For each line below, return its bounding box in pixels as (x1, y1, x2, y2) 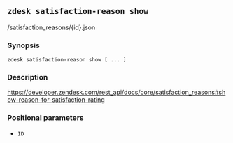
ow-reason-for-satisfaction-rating (7, 96, 105, 104)
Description (7, 73, 48, 82)
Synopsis (7, 40, 40, 50)
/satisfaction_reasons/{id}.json (7, 23, 96, 31)
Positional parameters (7, 113, 84, 123)
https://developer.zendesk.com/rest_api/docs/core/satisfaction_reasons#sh (7, 88, 226, 97)
